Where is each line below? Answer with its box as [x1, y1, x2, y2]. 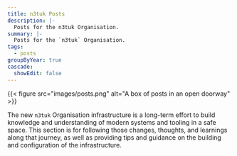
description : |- [7, 17, 56, 24]
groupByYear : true [7, 57, 62, 64]
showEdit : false [14, 69, 62, 77]
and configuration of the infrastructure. [7, 140, 122, 149]
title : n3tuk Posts [7, 10, 65, 18]
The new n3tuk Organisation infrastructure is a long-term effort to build [7, 111, 216, 119]
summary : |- [7, 30, 43, 38]
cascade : [7, 63, 33, 70]
